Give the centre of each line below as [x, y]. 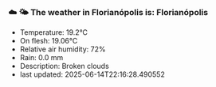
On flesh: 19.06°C [49, 41]
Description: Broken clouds [64, 66]
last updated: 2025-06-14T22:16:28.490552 [92, 74]
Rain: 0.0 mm [41, 58]
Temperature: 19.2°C [54, 32]
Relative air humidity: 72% [63, 49]
